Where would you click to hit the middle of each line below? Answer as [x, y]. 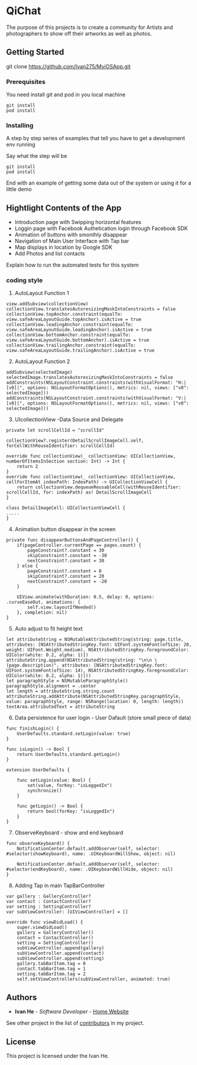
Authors [22, 997]
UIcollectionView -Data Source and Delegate [69, 420]
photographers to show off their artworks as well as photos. [79, 33]
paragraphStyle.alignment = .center [51, 686]
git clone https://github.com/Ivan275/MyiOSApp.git [69, 66]
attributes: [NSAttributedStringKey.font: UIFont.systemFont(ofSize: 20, [99, 645]
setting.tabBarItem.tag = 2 [51, 974]
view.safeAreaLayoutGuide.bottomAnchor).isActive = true [78, 340]
